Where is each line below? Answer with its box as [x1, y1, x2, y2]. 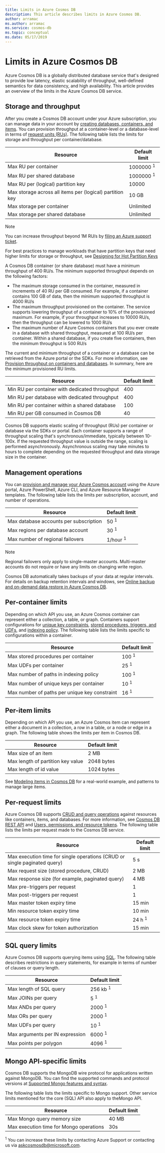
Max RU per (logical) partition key [7, 181, 85, 188]
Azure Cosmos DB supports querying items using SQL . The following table [5, 955, 156, 961]
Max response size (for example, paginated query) [7, 876, 124, 883]
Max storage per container [7, 203, 69, 210]
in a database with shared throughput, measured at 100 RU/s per [12, 330, 143, 336]
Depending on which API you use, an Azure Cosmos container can [5, 611, 140, 617]
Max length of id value [7, 766, 59, 773]
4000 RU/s [12, 299, 34, 305]
